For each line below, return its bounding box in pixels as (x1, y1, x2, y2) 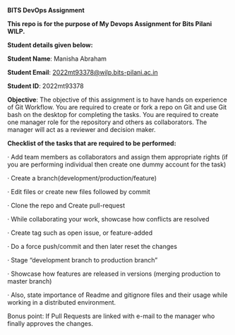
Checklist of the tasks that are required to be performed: (7, 139, 176, 147)
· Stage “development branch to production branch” (7, 256, 158, 264)
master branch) (7, 277, 52, 285)
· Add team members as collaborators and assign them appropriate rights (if (7, 153, 228, 161)
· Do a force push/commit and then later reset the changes (7, 243, 178, 250)
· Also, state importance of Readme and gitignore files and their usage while (7, 291, 228, 299)
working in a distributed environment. (7, 298, 116, 306)
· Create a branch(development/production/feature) (7, 174, 157, 182)
